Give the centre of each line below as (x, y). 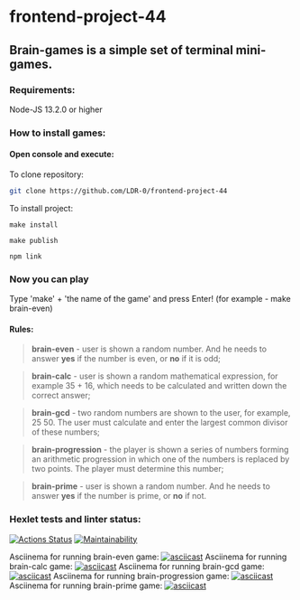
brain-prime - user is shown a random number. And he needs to (150, 486)
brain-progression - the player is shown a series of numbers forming (160, 450)
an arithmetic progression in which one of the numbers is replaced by (160, 459)
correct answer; (61, 396)
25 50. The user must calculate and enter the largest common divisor (159, 423)
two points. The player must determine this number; (127, 469)
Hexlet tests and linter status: (75, 520)
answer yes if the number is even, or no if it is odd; (126, 359)
